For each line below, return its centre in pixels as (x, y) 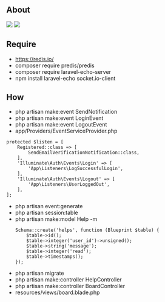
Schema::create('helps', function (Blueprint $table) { (87, 230)
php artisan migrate (39, 273)
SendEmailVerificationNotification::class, (84, 153)
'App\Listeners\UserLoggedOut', (69, 185)
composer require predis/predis (55, 65)
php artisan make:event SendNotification (66, 112)
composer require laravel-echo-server (63, 71)
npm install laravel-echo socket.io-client (65, 78)
